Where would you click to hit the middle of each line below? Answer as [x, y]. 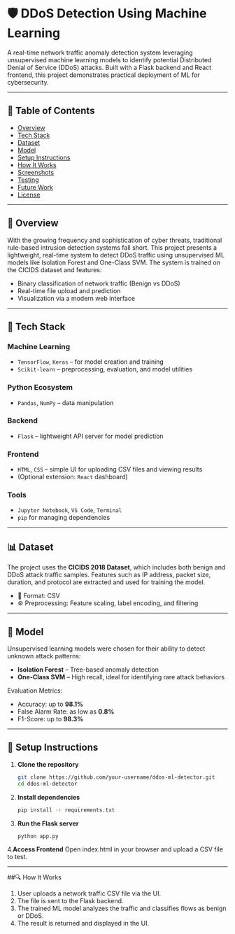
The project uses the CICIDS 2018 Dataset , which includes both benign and [116, 567]
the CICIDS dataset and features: [55, 269]
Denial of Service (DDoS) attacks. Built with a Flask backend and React [109, 67]
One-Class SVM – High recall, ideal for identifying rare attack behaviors [121, 677]
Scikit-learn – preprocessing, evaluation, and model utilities [105, 369]
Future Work [35, 187]
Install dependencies [49, 797]
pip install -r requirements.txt [66, 810]
